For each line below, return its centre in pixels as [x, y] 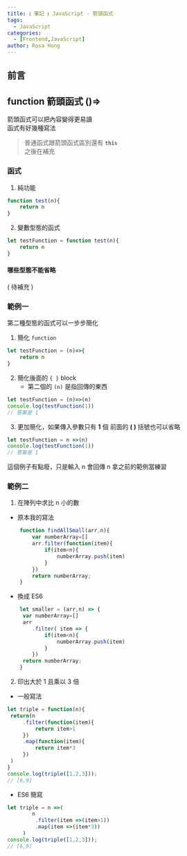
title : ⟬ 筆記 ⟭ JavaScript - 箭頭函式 [60, 14]
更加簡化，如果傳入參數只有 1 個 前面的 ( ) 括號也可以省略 [99, 426]
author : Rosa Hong [34, 46]
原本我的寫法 [35, 518]
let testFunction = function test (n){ [63, 241]
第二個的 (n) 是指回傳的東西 [67, 386]
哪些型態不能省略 [32, 270]
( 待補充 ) [20, 287]
